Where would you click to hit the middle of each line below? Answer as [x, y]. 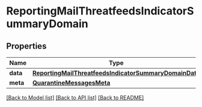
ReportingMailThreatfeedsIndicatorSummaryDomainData [116, 73]
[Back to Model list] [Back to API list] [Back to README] [75, 98]
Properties [26, 46]
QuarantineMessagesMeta [71, 83]
